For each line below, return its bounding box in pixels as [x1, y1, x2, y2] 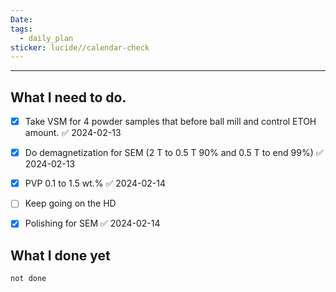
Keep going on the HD [24, 197, 117, 210]
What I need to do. [10, 89, 127, 106]
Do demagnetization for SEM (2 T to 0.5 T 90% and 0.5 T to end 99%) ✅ [24, 147, 324, 159]
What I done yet [10, 247, 111, 264]
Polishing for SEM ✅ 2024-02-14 [24, 217, 161, 230]
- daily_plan [19, 33, 74, 43]
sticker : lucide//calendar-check [10, 42, 150, 53]
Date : [10, 14, 33, 25]
